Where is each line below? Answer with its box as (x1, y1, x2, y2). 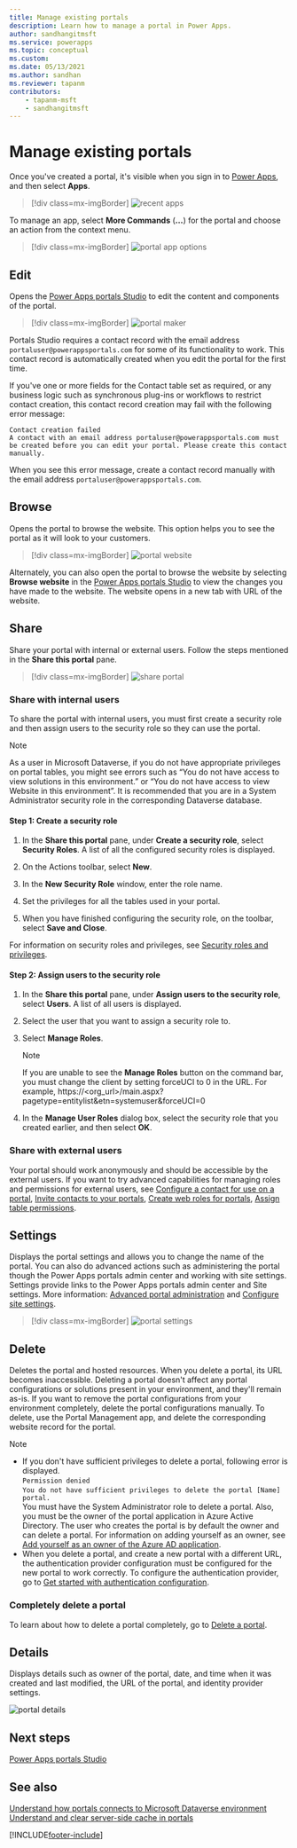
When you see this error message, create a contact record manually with (9, 465, 276, 475)
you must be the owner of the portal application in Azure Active (21, 1511, 254, 1522)
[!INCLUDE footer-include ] (9, 1829, 104, 1840)
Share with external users (9, 1144, 122, 1157)
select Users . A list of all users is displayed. (21, 999, 182, 1010)
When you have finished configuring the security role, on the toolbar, (21, 913, 274, 924)
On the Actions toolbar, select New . (21, 861, 152, 872)
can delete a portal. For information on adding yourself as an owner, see (21, 1530, 286, 1540)
